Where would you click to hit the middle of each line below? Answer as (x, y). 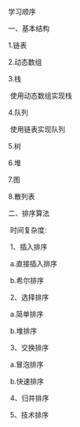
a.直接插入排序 (33, 264)
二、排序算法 (29, 213)
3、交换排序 (29, 348)
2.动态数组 (25, 62)
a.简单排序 (27, 314)
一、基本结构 (29, 28)
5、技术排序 (29, 415)
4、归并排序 (29, 398)
